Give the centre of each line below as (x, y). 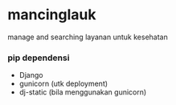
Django (31, 75)
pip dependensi (39, 58)
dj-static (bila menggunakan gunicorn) (83, 92)
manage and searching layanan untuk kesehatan (88, 37)
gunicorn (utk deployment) (63, 84)
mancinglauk (52, 15)
